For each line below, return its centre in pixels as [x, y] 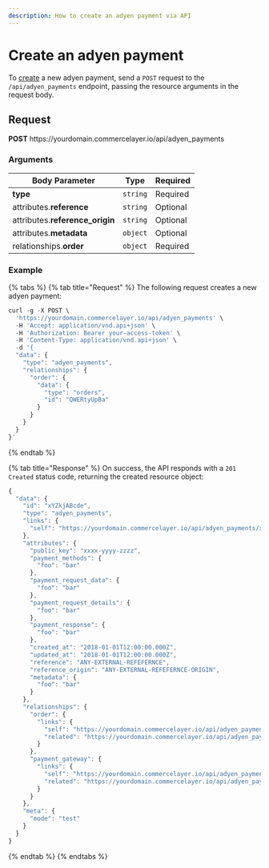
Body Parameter [63, 180]
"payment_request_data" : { [74, 581]
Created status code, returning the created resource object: [106, 476]
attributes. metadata [50, 233]
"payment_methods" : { [66, 558]
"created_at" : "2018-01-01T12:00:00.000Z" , [103, 648]
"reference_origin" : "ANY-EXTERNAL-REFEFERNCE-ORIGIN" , [124, 669]
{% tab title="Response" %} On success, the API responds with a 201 [122, 468]
